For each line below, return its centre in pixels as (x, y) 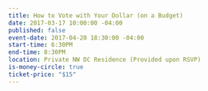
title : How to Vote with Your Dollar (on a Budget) (96, 15)
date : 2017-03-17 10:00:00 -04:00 (66, 23)
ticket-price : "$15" (43, 74)
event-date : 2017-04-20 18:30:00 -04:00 (77, 38)
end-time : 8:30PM (37, 52)
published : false (37, 30)
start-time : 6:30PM (41, 45)
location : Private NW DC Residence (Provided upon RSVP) (105, 60)
